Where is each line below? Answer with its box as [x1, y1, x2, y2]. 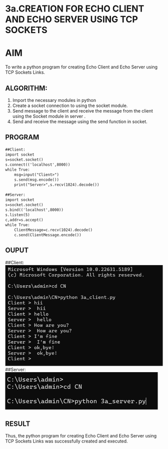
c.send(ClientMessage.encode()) [14, 232, 81, 238]
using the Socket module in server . [12, 113, 86, 119]
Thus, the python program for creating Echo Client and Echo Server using [5, 433, 157, 439]
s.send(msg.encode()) [14, 177, 59, 182]
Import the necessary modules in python [12, 97, 96, 103]
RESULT [5, 419, 30, 428]
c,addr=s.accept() [5, 217, 43, 222]
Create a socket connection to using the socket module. [12, 102, 128, 108]
